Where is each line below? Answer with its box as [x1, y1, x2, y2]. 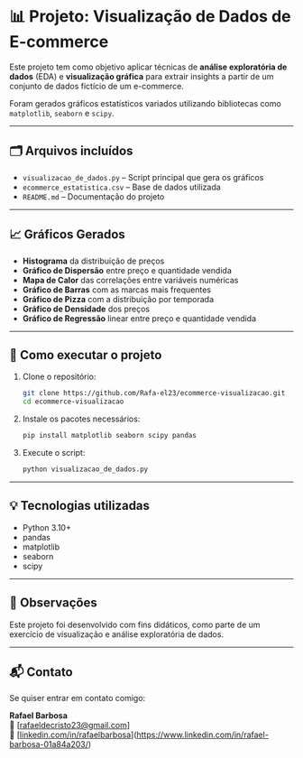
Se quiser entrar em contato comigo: [9, 693, 146, 704]
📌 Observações [9, 596, 97, 611]
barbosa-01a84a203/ [9, 739, 88, 750]
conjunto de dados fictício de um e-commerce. [9, 80, 185, 91]
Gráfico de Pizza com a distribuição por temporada [22, 293, 215, 304]
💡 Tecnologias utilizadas [9, 498, 151, 513]
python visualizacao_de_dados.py [22, 465, 149, 474]
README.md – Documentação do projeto [22, 190, 165, 202]
